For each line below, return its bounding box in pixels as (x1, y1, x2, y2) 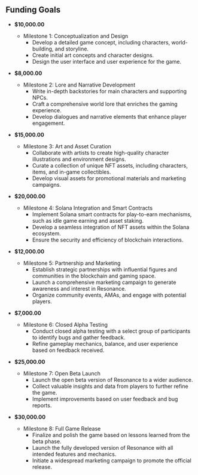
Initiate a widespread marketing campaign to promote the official (32, 456, 192, 464)
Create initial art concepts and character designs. (32, 51, 154, 59)
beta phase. (32, 438, 62, 445)
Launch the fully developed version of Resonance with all (32, 444, 173, 451)
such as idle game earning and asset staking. (32, 217, 144, 224)
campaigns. (32, 181, 61, 188)
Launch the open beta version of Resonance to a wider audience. (32, 376, 193, 383)
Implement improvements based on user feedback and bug (32, 395, 178, 402)
